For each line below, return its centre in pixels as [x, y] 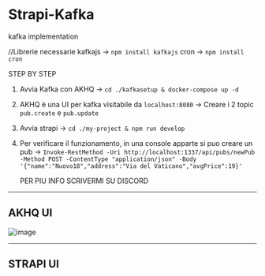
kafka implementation [43, 36]
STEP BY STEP [32, 73]
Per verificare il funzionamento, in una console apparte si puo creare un [136, 143]
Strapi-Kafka [51, 15]
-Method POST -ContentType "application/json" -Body [108, 159]
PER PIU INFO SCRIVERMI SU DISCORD [84, 181]
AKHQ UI [30, 213]
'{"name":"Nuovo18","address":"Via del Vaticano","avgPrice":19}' [131, 166]
